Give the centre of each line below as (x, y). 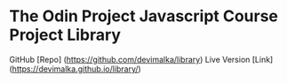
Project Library (65, 35)
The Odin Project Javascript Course (143, 16)
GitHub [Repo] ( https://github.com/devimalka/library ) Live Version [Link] (141, 59)
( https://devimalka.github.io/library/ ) (76, 69)
